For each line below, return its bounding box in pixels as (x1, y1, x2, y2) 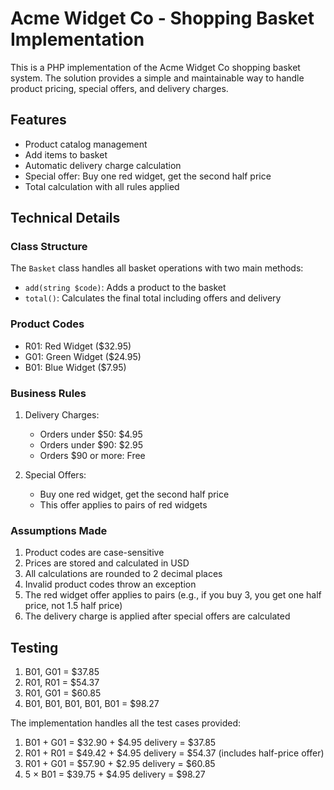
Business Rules (10, 386, 87, 400)
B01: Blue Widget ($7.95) (24, 361, 127, 373)
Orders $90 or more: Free (39, 450, 146, 462)
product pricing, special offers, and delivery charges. (10, 82, 229, 94)
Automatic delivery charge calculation (24, 159, 182, 171)
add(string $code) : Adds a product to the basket (24, 282, 227, 294)
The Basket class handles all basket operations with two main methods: (10, 262, 304, 274)
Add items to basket (24, 148, 108, 161)
